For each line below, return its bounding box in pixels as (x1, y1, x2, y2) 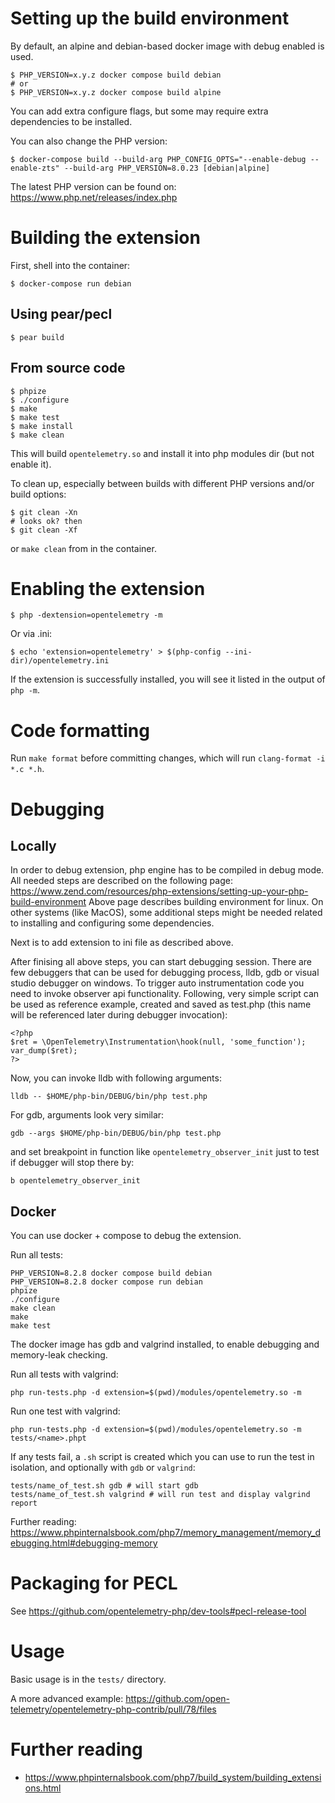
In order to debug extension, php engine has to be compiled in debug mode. (10, 864, 325, 876)
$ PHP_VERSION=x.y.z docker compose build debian (10, 70, 222, 80)
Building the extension (10, 227, 201, 249)
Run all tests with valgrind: (10, 1368, 119, 1381)
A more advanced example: (10, 1693, 124, 1705)
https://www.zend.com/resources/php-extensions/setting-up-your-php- (10, 885, 309, 897)
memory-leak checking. (10, 1349, 108, 1361)
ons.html (24, 1782, 62, 1794)
